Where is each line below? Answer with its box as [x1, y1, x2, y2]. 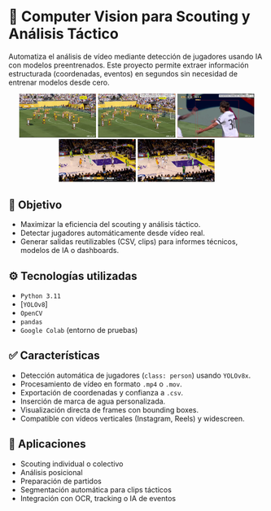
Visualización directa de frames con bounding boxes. [20, 404, 199, 414]
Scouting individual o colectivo [20, 459, 124, 469]
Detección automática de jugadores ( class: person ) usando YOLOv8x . [20, 370, 251, 380]
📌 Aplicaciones [8, 437, 87, 451]
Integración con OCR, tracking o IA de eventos [20, 493, 177, 503]
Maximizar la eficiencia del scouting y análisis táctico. [20, 220, 201, 229]
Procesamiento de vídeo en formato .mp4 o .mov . [20, 378, 182, 389]
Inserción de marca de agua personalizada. [20, 396, 166, 406]
